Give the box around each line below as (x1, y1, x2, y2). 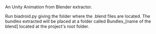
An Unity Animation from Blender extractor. (5, 4, 92, 10)
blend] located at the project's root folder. (5, 23, 89, 29)
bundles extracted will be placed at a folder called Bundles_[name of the (5, 19, 151, 24)
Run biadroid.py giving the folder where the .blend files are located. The (5, 13, 151, 19)
